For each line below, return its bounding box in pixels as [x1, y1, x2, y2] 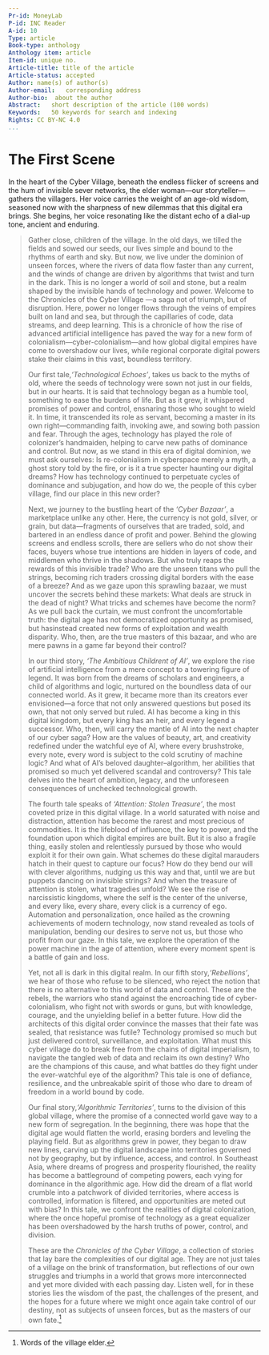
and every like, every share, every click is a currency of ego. [27, 901, 227, 911]
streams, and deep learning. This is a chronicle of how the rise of [27, 320, 243, 329]
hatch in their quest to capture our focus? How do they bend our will [27, 858, 254, 868]
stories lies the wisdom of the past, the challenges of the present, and [27, 1288, 259, 1297]
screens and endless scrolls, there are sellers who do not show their [27, 538, 254, 548]
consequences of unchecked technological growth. [27, 783, 199, 793]
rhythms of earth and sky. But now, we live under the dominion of [27, 251, 244, 261]
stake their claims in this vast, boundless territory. [27, 354, 192, 364]
